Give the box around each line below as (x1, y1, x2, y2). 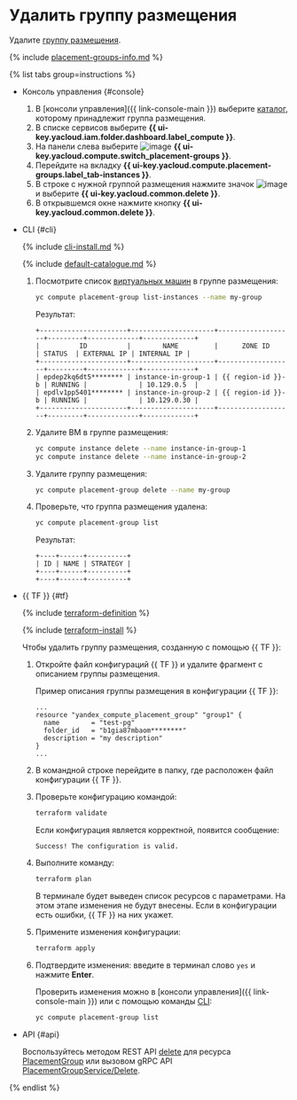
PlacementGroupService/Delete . (21, 1065, 140, 1075)
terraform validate (35, 808, 108, 818)
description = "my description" (43, 734, 163, 743)
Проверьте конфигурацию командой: (35, 792, 177, 802)
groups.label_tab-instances (35, 169, 140, 180)
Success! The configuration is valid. (35, 842, 179, 851)
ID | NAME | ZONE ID (79, 341, 270, 350)
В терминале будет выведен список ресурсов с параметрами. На (35, 891, 286, 901)
